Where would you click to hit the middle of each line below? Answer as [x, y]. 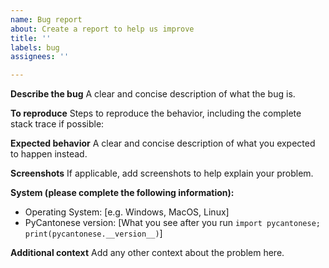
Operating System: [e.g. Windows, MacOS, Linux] [127, 212]
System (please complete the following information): [122, 193]
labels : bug [35, 47]
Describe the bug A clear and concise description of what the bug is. [153, 94]
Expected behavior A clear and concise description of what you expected [163, 143]
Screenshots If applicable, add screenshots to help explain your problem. [162, 173]
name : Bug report [46, 19]
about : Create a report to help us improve [102, 29]
